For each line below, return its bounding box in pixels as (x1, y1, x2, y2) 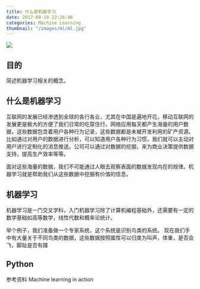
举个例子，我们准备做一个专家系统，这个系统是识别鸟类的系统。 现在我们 (6, 226, 185, 234)
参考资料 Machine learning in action (6, 275, 94, 283)
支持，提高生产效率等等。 (6, 150, 69, 157)
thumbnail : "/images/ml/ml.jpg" (6, 25, 86, 32)
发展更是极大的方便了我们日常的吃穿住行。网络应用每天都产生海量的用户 (6, 120, 183, 128)
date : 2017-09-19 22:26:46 (6, 14, 73, 20)
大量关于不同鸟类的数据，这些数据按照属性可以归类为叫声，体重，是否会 (16, 234, 194, 241)
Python (6, 259, 34, 269)
